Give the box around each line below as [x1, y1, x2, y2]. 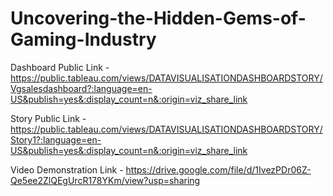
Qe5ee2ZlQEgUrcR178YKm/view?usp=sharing [10, 174, 201, 186]
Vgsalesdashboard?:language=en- [10, 82, 153, 94]
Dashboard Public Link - [10, 61, 110, 73]
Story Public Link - [10, 112, 87, 124]
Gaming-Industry [10, 28, 157, 51]
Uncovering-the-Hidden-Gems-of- [10, 7, 307, 30]
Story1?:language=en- [10, 133, 102, 146]
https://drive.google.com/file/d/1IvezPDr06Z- [125, 163, 312, 176]
